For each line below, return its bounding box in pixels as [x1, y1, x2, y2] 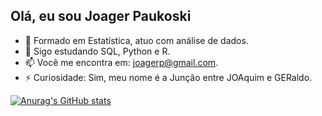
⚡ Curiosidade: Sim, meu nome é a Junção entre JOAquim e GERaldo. [24, 71, 313, 83]
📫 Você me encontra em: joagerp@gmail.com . [24, 56, 219, 68]
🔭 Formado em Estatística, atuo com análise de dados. [24, 34, 249, 46]
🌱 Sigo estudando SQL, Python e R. [24, 45, 171, 57]
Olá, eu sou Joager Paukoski [10, 8, 192, 25]
